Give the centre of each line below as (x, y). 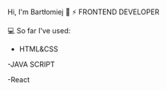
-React (18, 80)
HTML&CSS (39, 49)
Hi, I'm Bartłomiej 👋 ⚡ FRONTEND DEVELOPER (83, 12)
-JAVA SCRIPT (31, 64)
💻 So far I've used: (39, 30)
